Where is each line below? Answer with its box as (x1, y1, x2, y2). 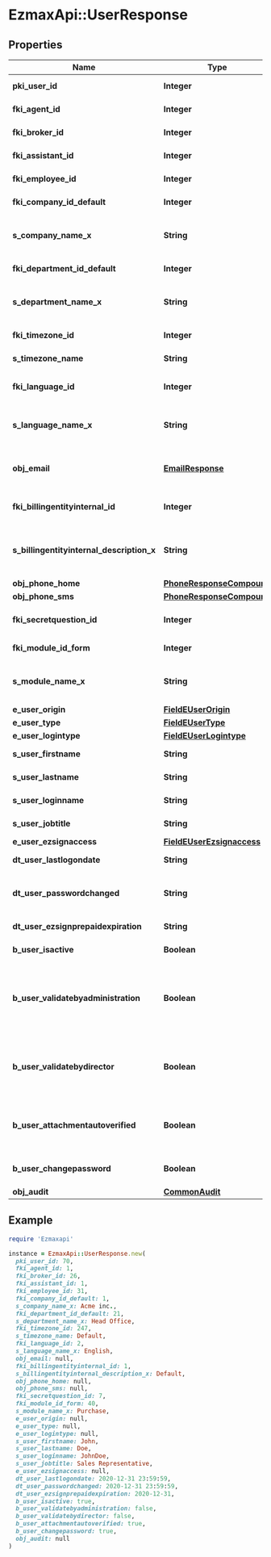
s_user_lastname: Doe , (15, 1445, 92, 1453)
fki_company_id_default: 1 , (15, 1294, 110, 1303)
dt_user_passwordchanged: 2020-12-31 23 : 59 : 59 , (15, 1482, 179, 1490)
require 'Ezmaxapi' (8, 1235, 74, 1243)
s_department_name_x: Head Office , (15, 1317, 135, 1325)
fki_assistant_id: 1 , (15, 1279, 89, 1288)
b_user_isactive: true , (15, 1497, 95, 1505)
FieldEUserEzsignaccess (163, 836, 261, 847)
